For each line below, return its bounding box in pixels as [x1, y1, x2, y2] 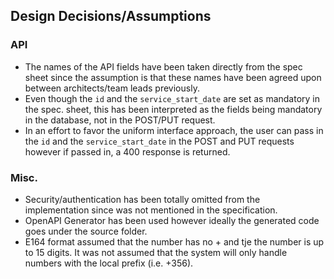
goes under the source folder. [24, 225, 148, 237]
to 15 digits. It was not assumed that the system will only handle [24, 246, 288, 258]
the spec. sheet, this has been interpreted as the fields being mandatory [24, 103, 323, 115]
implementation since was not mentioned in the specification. [24, 204, 278, 216]
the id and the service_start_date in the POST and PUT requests [24, 135, 295, 147]
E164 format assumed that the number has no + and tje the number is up [24, 235, 325, 248]
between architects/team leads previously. [24, 82, 200, 94]
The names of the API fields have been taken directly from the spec [24, 60, 303, 73]
